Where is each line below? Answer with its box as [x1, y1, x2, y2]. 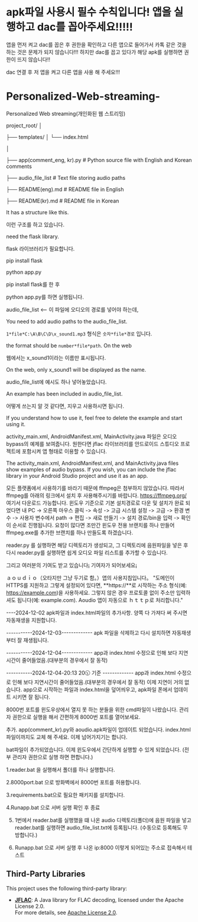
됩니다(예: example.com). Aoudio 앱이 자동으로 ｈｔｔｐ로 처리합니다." [17, 596, 183, 603]
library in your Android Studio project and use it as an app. [6, 472, 148, 479]
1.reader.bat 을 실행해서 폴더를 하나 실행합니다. [6, 766, 115, 773]
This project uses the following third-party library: [6, 885, 127, 892]
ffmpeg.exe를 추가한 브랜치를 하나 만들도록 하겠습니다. [6, 529, 134, 536]
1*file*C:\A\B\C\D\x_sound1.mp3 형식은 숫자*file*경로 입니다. [6, 330, 152, 337]
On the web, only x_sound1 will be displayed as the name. [6, 366, 147, 373]
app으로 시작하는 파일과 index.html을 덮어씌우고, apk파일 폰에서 [23, 686, 173, 693]
